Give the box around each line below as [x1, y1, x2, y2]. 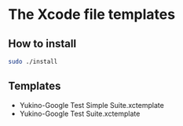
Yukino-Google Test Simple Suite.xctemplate [19, 100, 165, 109]
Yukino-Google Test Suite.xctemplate [19, 109, 141, 118]
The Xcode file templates [8, 6, 175, 24]
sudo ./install [8, 57, 58, 65]
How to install [8, 37, 77, 50]
